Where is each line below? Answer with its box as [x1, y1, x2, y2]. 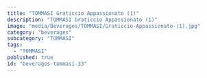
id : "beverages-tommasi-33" [7, 60, 88, 67]
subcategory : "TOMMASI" [7, 35, 75, 42]
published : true [7, 54, 53, 61]
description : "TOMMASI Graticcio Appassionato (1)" [7, 16, 158, 23]
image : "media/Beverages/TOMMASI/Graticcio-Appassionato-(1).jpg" [7, 22, 201, 29]
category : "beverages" [7, 28, 72, 36]
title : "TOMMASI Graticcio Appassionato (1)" [7, 9, 139, 17]
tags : [7, 41, 23, 48]
